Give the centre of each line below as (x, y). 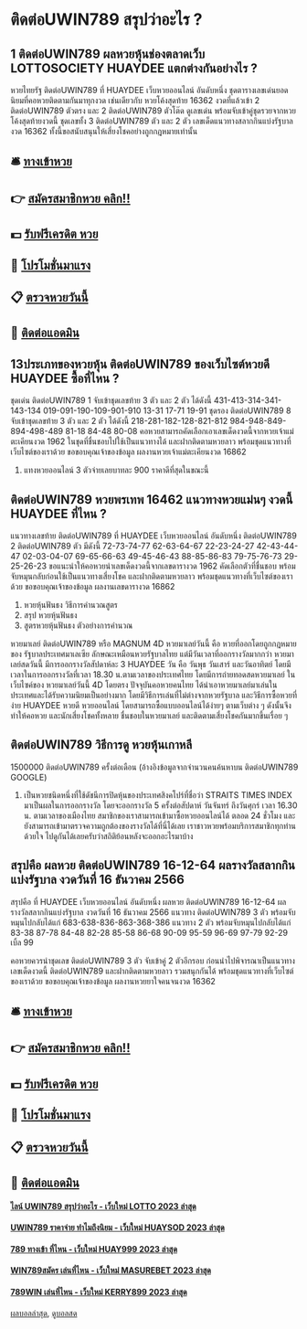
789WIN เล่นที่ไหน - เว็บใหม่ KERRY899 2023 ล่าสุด (99, 1292)
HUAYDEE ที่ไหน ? (59, 513)
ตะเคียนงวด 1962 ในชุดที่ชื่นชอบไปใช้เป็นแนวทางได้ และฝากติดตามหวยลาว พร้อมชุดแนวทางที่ (151, 441)
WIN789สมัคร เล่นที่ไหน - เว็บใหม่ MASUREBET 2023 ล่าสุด (111, 1271)
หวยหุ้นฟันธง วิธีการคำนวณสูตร (70, 604)
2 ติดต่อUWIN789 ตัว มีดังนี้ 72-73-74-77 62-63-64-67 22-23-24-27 (132, 546)
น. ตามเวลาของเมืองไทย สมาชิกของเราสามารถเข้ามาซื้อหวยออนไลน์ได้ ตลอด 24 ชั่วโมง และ (159, 815)
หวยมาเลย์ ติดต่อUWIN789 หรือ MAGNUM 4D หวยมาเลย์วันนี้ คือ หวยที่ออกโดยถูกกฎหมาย (154, 643)
